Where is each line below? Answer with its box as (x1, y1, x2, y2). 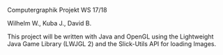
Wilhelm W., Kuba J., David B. (7, 19, 92, 27)
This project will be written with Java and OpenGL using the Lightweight (7, 32, 214, 41)
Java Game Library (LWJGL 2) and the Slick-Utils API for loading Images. (7, 40, 217, 47)
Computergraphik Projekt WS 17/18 (7, 6, 107, 14)
